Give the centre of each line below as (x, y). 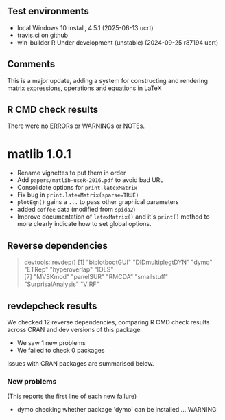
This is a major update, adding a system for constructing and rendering (107, 80)
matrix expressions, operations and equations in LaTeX (84, 88)
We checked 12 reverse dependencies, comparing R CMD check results (108, 322)
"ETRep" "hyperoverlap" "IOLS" (69, 269)
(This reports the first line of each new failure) (72, 396)
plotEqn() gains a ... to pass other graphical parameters (98, 202)
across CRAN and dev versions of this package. (75, 330)
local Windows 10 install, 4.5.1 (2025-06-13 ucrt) (85, 27)
